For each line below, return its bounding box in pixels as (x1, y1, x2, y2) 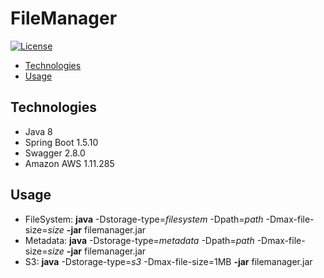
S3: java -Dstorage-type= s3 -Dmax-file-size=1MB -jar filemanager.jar (24, 255, 313, 267)
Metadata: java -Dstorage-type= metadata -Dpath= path (24, 234, 255, 246)
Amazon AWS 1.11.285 (24, 157, 115, 169)
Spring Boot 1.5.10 (24, 136, 99, 148)
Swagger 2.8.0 (24, 147, 86, 159)
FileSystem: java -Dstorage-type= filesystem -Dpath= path (24, 213, 264, 225)
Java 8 (24, 125, 53, 137)
